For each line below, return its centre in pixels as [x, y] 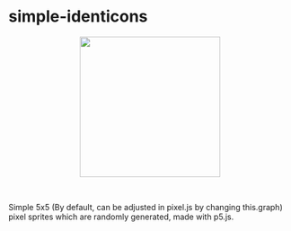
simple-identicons [78, 17]
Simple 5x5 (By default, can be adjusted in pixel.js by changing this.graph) [146, 207]
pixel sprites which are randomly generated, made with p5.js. [121, 217]
